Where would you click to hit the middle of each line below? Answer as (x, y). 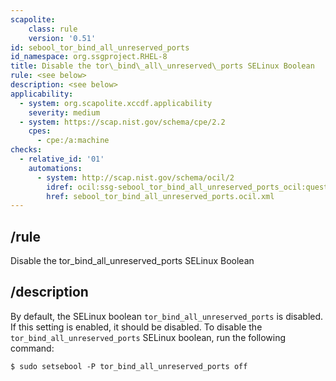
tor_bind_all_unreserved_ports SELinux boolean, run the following (148, 337)
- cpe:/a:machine (73, 141)
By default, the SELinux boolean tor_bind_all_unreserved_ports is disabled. (167, 316)
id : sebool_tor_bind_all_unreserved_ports (100, 47)
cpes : (40, 131)
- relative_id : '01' (62, 159)
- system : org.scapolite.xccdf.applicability (116, 103)
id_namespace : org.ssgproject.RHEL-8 (89, 57)
